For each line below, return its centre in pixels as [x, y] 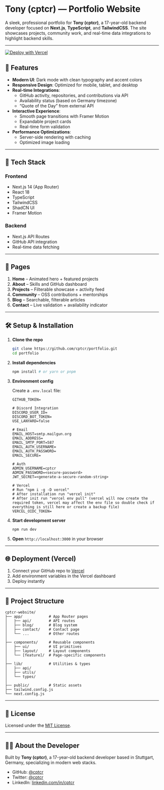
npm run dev [24, 529]
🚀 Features [22, 68]
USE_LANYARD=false [31, 421]
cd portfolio [25, 354]
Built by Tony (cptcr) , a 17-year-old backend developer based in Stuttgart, [80, 758]
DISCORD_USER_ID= [30, 412]
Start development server [39, 520]
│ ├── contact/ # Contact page [42, 629]
